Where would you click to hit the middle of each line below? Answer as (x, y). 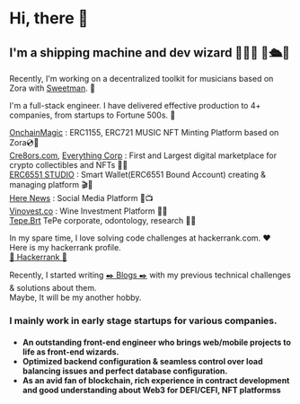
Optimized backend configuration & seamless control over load (142, 361)
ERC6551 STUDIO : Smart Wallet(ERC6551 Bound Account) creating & (138, 175)
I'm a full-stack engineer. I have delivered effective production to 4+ (135, 105)
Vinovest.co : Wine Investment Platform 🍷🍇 (88, 211)
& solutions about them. (53, 288)
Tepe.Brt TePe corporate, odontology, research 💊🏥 (103, 220)
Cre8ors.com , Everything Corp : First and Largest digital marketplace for (143, 155)
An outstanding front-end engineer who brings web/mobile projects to (157, 342)
